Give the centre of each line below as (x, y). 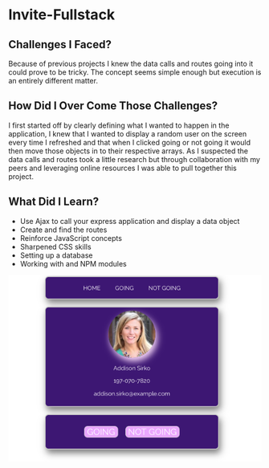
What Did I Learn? (53, 202)
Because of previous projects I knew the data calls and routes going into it (131, 63)
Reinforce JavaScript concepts (71, 238)
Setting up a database (56, 255)
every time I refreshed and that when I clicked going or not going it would (130, 142)
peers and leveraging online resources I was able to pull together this (122, 168)
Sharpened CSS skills (55, 246)
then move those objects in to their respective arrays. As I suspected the (128, 151)
